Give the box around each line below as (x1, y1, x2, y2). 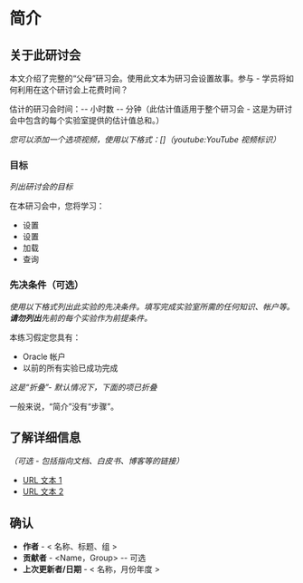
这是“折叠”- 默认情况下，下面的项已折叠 (9, 382, 157, 393)
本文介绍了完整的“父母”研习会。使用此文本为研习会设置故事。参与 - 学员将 (9, 73, 287, 83)
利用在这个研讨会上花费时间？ (16, 84, 128, 95)
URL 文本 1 (22, 475, 62, 486)
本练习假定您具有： (9, 332, 81, 343)
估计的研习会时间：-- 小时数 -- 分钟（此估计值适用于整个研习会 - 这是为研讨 (9, 103, 292, 114)
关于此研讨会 (9, 47, 81, 63)
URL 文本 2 (22, 486, 64, 497)
